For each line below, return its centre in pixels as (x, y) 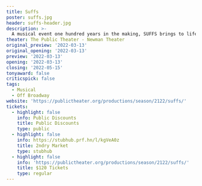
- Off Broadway (31, 95)
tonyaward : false (28, 73)
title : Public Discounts (48, 124)
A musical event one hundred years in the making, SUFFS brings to (98, 34)
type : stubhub (35, 151)
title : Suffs (23, 12)
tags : (13, 85)
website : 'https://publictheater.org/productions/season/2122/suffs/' (96, 101)
